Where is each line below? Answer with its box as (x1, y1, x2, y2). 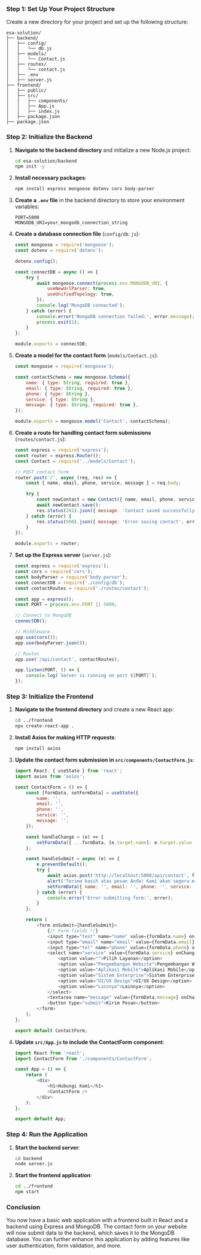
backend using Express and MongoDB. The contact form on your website (6, 1223, 187, 1230)
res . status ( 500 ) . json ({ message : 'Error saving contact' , (36, 519, 184, 525)
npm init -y (14, 163, 45, 169)
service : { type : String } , (26, 397, 96, 403)
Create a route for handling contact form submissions (14, 429, 151, 437)
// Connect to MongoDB (14, 613, 72, 619)
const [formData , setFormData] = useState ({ (26, 790, 139, 796)
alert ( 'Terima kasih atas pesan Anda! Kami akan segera (47, 878, 190, 884)
